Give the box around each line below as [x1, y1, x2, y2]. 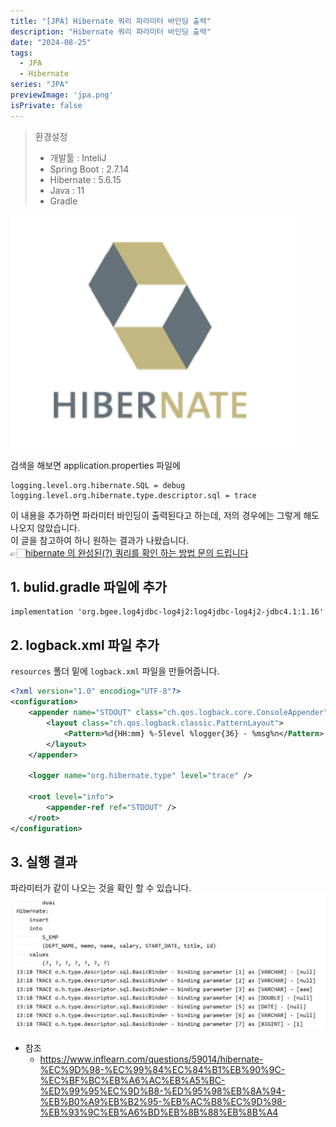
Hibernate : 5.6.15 [49, 173, 122, 185]
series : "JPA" [10, 80, 70, 90]
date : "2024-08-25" [10, 37, 92, 47]
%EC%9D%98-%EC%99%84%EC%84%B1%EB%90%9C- [39, 1063, 286, 1075]
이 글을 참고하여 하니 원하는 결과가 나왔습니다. [10, 534, 190, 546]
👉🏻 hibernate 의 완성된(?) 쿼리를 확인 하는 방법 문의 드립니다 [10, 546, 249, 559]
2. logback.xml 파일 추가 [10, 636, 160, 654]
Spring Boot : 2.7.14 [49, 163, 130, 175]
